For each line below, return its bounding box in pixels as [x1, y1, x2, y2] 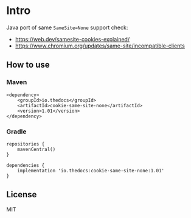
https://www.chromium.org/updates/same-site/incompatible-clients [15, 42, 186, 49]
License [6, 189, 37, 200]
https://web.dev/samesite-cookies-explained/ [15, 35, 130, 43]
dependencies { [6, 162, 45, 168]
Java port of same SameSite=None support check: [6, 24, 128, 31]
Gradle [6, 127, 27, 136]
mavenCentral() [17, 146, 56, 152]
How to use [6, 60, 50, 70]
